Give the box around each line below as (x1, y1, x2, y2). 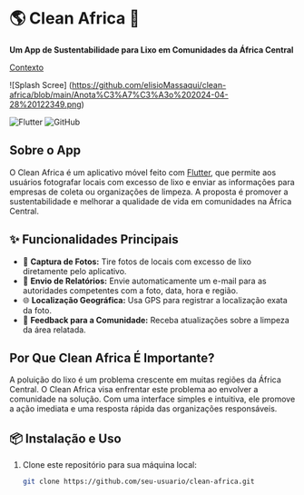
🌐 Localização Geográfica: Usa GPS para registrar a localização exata (22, 294, 288, 305)
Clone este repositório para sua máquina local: (22, 460, 197, 470)
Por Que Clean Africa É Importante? (9, 350, 215, 365)
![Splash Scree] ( (9, 79, 73, 90)
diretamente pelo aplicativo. (22, 265, 127, 276)
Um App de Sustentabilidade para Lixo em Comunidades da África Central (9, 44, 294, 55)
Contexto (9, 62, 44, 73)
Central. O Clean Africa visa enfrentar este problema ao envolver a (9, 384, 259, 395)
